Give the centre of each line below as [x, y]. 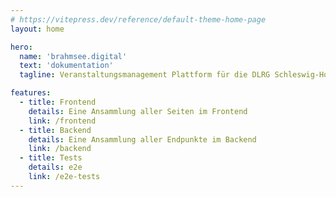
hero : [21, 47]
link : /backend [60, 149]
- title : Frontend [58, 102]
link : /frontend [62, 121]
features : [31, 93]
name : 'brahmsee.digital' [73, 56]
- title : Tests [51, 158]
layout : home [37, 29]
